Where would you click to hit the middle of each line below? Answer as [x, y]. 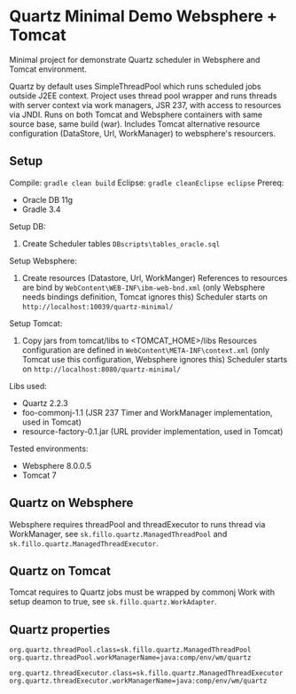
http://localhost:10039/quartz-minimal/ [97, 307]
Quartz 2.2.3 [45, 403]
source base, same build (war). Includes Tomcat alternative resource [135, 124]
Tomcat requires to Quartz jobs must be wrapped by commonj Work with [142, 592]
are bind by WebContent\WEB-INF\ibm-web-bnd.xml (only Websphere [144, 287]
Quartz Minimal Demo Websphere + [143, 16]
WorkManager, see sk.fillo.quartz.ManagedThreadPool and [118, 534]
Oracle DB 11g [47, 199]
